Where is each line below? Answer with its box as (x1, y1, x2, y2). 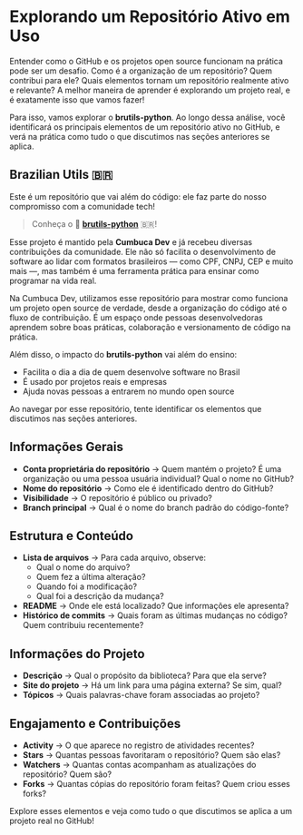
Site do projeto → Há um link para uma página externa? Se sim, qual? (22, 680, 283, 691)
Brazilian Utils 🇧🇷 (9, 167, 113, 182)
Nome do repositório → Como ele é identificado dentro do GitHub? (22, 483, 274, 494)
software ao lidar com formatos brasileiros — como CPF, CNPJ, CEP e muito (9, 256, 294, 267)
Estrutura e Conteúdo (9, 528, 134, 544)
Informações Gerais (9, 439, 124, 455)
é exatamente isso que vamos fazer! (9, 93, 145, 105)
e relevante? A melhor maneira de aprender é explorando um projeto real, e (9, 84, 290, 95)
